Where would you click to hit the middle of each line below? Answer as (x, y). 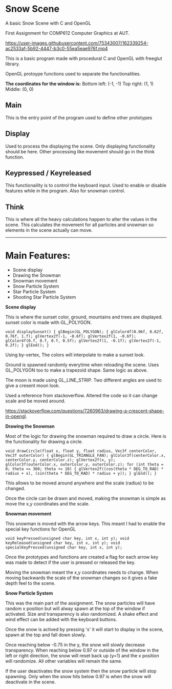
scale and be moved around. (35, 401)
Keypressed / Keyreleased (48, 173)
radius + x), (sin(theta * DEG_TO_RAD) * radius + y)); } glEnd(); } (81, 474)
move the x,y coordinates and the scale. (47, 504)
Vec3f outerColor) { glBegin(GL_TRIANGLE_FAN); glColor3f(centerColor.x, (86, 456)
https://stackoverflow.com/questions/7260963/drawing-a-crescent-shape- (85, 411)
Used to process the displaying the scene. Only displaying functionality (80, 146)
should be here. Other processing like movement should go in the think (80, 151)
